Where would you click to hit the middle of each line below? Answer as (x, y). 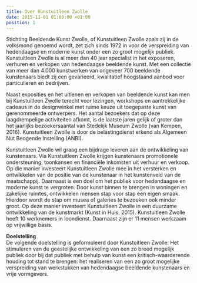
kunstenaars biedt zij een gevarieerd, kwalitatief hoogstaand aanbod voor (95, 77)
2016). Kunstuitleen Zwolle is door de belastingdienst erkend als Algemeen (96, 132)
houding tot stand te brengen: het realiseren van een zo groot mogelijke (93, 261)
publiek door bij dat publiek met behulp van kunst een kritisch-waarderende (98, 255)
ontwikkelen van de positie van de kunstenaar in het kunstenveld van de (94, 175)
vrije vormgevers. (27, 274)
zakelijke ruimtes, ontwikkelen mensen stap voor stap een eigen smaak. (93, 194)
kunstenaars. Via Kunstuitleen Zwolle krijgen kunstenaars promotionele (92, 156)
